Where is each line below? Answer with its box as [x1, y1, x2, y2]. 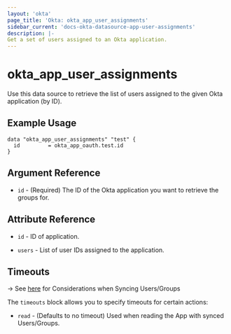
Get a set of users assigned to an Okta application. [7, 36, 168, 43]
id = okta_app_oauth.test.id [13, 141, 124, 149]
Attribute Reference [7, 214, 96, 225]
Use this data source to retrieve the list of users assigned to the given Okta [7, 90, 223, 98]
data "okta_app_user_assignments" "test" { [7, 136, 136, 143]
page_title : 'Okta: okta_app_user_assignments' [7, 17, 149, 24]
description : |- [7, 29, 55, 37]
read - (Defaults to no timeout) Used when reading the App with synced [17, 312, 224, 320]
